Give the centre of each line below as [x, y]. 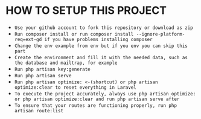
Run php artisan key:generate [53, 69]
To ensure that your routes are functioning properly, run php [96, 105]
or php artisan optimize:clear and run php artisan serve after [97, 99]
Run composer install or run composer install [74, 34]
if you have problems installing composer [98, 39]
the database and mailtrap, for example [66, 63]
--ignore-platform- [161, 34]
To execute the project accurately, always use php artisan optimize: [105, 94]
